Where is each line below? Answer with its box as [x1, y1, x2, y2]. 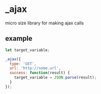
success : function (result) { [9, 71, 70, 76]
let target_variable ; [5, 47, 50, 53]
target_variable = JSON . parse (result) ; [14, 75, 97, 80]
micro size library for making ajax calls [5, 20, 84, 26]
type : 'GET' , [9, 61, 37, 66]
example [5, 34, 33, 43]
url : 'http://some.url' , [9, 66, 61, 71]
